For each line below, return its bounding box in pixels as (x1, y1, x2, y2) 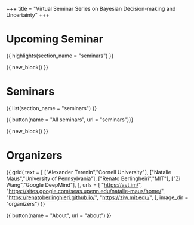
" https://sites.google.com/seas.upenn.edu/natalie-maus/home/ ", (6, 187, 165, 194)
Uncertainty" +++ (6, 11, 50, 19)
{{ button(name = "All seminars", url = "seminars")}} (6, 116, 134, 123)
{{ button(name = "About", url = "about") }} (6, 212, 112, 219)
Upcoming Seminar (6, 32, 103, 46)
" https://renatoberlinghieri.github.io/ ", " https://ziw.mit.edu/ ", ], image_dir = (6, 194, 189, 201)
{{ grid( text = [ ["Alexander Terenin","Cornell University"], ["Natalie (6, 168, 171, 175)
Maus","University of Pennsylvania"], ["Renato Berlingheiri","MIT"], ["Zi (6, 175, 181, 182)
